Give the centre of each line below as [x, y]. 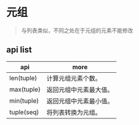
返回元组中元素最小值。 [80, 101]
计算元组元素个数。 [74, 78]
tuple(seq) [24, 112]
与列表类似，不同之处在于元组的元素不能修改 [77, 30]
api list [19, 50]
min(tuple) [24, 101]
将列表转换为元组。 [74, 112]
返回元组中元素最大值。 [80, 90]
